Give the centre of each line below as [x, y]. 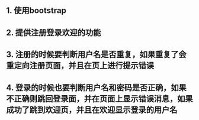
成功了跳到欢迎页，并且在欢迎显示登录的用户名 [92, 110]
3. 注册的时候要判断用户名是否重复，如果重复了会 [96, 55]
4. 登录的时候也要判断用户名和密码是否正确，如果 [96, 87]
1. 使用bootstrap [36, 11]
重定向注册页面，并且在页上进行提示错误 [80, 66]
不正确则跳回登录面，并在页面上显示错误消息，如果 [99, 98]
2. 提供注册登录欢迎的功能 [54, 32]
